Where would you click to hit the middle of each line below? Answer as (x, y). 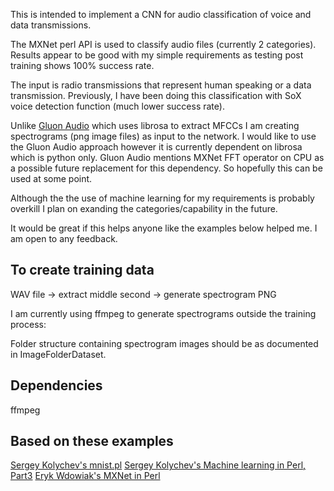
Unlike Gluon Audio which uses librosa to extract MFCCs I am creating (155, 125)
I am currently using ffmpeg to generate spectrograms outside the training (163, 313)
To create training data (82, 270)
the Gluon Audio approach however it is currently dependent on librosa (156, 147)
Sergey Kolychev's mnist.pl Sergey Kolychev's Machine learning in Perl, (158, 465)
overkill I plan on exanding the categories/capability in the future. (144, 208)
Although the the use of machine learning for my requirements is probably (162, 198)
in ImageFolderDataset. (58, 354)
